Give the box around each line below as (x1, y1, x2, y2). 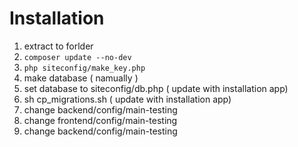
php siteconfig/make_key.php (23, 63, 146, 73)
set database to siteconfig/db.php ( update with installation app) (23, 82, 289, 94)
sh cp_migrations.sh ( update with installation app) (23, 93, 232, 105)
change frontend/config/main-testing (23, 114, 178, 126)
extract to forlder (23, 40, 94, 52)
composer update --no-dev (23, 52, 132, 62)
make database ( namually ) (23, 72, 139, 84)
